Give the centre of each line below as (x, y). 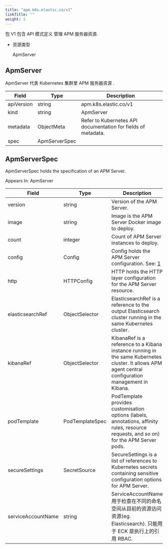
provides (122, 402)
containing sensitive (135, 473)
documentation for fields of (113, 127)
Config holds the (131, 251)
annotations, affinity (135, 421)
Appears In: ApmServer (29, 181)
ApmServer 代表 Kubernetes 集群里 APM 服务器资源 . (60, 83)
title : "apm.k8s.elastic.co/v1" (39, 10)
